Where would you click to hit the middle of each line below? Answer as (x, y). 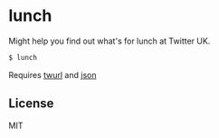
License (31, 104)
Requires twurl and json (52, 74)
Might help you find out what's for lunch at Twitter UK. (109, 41)
